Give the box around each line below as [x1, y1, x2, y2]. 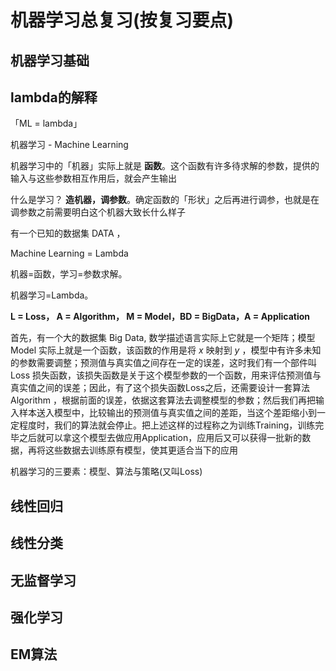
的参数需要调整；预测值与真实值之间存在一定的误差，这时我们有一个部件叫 [10, 357, 317, 369]
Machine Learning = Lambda [10, 247, 129, 260]
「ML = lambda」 [10, 117, 83, 130]
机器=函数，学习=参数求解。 [10, 268, 128, 280]
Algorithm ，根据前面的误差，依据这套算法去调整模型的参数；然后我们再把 [10, 394, 316, 406]
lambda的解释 [10, 89, 98, 106]
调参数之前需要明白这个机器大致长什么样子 [10, 206, 186, 218]
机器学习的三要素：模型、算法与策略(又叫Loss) [10, 466, 203, 478]
